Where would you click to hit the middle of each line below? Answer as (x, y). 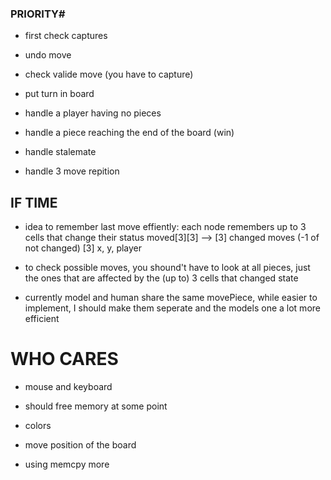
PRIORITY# (38, 14)
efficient (42, 319)
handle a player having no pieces (93, 113)
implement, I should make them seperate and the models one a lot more (172, 308)
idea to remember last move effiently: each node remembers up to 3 (165, 227)
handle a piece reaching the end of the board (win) (129, 133)
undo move (48, 55)
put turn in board (59, 94)
